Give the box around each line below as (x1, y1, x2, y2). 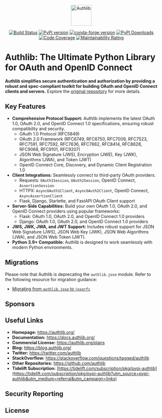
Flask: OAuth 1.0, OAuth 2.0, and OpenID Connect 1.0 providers (19, 213, 145, 219)
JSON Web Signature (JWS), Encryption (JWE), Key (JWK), (19, 151, 138, 157)
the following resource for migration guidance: (5, 276, 98, 282)
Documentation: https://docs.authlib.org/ (12, 334, 95, 340)
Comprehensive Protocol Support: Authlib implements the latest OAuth (12, 115, 155, 121)
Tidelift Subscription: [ (12, 365, 59, 371)
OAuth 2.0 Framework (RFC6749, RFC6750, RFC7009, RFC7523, (19, 136, 148, 142)
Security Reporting (5, 390, 64, 398)
